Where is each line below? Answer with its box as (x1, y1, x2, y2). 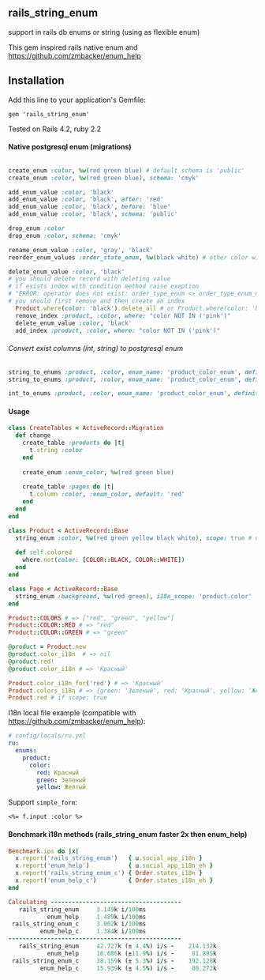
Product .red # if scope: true (8, 694, 108, 702)
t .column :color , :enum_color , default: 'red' (28, 490, 185, 499)
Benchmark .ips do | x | (8, 847, 80, 855)
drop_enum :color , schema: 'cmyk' (8, 232, 122, 239)
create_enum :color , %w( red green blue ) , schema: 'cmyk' (8, 174, 200, 182)
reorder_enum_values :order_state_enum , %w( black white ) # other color (8, 253, 248, 262)
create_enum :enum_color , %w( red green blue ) (22, 468, 175, 477)
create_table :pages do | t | (22, 483, 114, 491)
